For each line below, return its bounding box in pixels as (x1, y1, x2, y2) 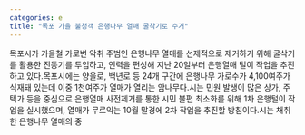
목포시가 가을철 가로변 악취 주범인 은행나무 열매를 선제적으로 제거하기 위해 (9, 47, 271, 59)
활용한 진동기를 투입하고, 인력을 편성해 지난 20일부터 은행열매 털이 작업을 (18, 59, 279, 70)
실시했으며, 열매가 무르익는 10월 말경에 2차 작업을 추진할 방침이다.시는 (25, 104, 274, 115)
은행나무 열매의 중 (18, 115, 83, 127)
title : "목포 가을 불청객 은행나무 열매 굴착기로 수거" (9, 22, 189, 31)
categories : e (9, 13, 64, 23)
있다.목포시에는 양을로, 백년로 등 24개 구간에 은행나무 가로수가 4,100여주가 (25, 70, 290, 82)
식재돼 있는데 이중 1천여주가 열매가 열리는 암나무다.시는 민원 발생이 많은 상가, (9, 82, 281, 92)
